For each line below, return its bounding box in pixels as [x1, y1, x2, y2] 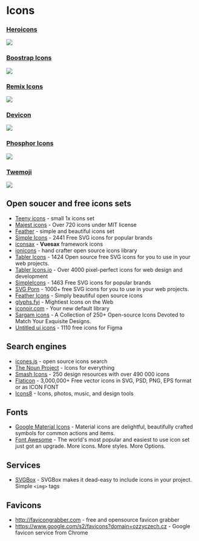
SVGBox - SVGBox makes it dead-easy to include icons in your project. [15, 476, 192, 484]
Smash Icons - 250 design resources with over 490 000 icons [15, 370, 170, 378]
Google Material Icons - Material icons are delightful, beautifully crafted [15, 423, 194, 430]
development [15, 272, 48, 280]
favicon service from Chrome [15, 529, 88, 536]
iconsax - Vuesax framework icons [15, 240, 103, 248]
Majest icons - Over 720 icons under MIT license [15, 221, 137, 228]
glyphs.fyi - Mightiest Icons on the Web [15, 298, 114, 306]
